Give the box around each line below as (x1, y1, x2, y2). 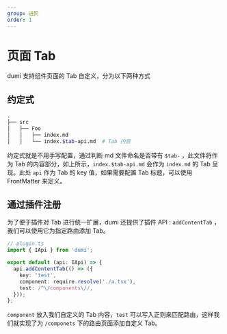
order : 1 (7, 16, 32, 23)
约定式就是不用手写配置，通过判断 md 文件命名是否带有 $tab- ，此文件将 (7, 151, 212, 159)
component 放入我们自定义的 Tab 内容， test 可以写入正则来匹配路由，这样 (7, 311, 214, 319)
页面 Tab (7, 48, 56, 64)
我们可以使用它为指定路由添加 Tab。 (7, 227, 109, 235)
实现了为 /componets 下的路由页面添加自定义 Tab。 (18, 319, 161, 327)
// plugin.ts (7, 240, 44, 247)
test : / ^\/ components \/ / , (19, 285, 94, 292)
